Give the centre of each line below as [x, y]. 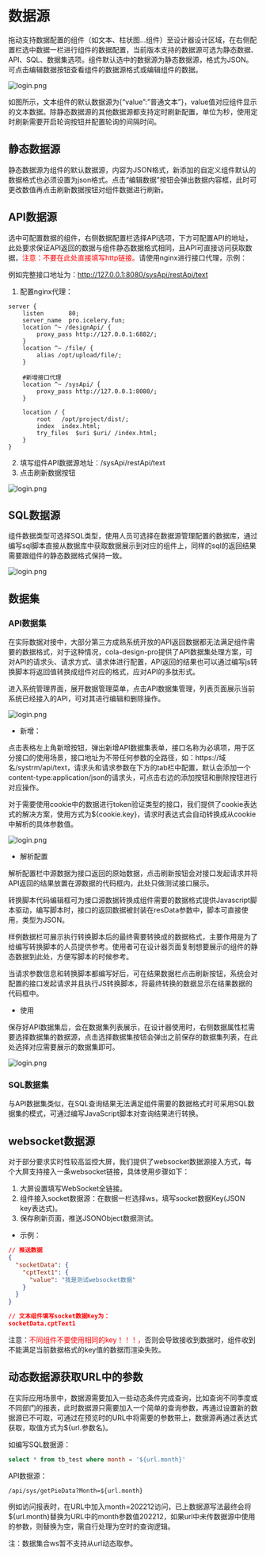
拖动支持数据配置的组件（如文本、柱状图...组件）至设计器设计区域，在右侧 [129, 40]
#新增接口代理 [42, 377]
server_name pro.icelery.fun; [74, 320]
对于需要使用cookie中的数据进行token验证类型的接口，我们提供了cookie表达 [133, 805]
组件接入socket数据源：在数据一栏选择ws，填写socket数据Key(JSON [132, 1198]
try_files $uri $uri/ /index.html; [97, 433]
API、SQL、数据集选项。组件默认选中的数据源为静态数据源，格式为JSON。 [131, 60]
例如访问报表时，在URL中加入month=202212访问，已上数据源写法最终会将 [130, 1507]
